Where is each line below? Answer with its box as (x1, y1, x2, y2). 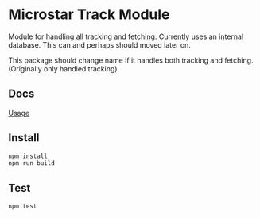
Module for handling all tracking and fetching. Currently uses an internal (8, 32, 244, 41)
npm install (8, 152, 48, 160)
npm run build (8, 159, 56, 167)
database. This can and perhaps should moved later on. (8, 40, 191, 49)
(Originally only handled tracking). (8, 63, 120, 73)
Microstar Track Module (8, 6, 170, 24)
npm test (8, 202, 37, 211)
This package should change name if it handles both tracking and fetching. (8, 55, 254, 65)
